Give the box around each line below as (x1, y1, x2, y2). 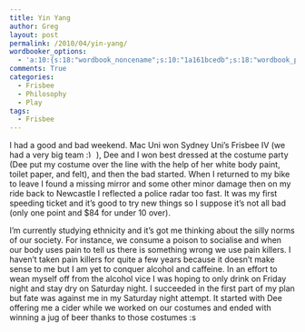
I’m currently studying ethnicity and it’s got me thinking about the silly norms (9, 225, 295, 236)
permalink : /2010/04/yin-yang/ (9, 38, 128, 48)
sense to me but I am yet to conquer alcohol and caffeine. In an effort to (9, 264, 279, 275)
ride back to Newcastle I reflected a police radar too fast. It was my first (9, 188, 278, 199)
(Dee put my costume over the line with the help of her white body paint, (9, 159, 280, 170)
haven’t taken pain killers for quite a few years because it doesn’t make (9, 254, 275, 265)
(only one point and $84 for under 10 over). (9, 207, 171, 218)
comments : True (9, 65, 67, 74)
